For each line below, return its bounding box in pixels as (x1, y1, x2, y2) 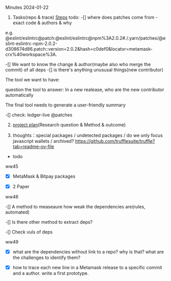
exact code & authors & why (12, 20, 72, 26)
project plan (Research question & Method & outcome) (12, 122, 126, 127)
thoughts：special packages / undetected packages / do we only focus (12, 133, 163, 138)
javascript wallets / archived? (12, 138, 74, 144)
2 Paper (12, 184, 30, 190)
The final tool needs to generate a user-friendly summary (5, 102, 126, 108)
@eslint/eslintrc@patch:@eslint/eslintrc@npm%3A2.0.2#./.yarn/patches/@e (5, 35, 166, 41)
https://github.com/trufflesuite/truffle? (75, 138, 155, 144)
